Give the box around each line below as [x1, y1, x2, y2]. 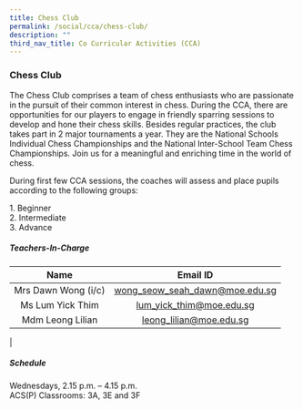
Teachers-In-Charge [9, 242, 90, 253]
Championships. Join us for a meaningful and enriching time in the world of [9, 148, 292, 159]
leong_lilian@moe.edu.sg [141, 313, 249, 326]
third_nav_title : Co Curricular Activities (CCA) [9, 38, 202, 48]
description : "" [9, 30, 71, 39]
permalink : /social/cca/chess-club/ [9, 22, 148, 31]
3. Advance [9, 221, 53, 232]
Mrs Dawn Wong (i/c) [14, 283, 106, 296]
